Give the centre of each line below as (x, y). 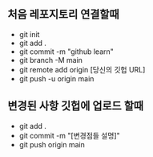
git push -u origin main (56, 78)
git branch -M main (51, 60)
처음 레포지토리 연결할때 (63, 14)
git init (29, 34)
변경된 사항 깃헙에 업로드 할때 (76, 106)
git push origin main (52, 144)
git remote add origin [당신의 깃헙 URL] (82, 69)
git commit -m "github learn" (66, 52)
